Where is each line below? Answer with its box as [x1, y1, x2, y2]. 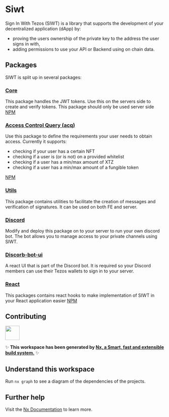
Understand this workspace [5, 365, 95, 374]
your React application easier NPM [5, 297, 77, 304]
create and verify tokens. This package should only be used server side [5, 104, 154, 110]
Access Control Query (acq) [5, 121, 75, 128]
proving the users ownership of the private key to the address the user [12, 35, 159, 41]
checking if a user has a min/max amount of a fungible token [12, 164, 139, 170]
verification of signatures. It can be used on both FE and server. [5, 204, 138, 210]
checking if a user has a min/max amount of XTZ [12, 159, 114, 165]
